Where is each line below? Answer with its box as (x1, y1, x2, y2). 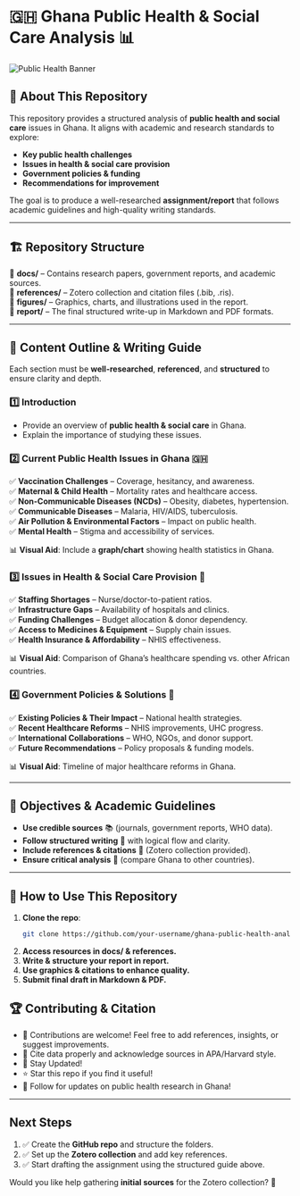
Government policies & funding (21, 168, 141, 179)
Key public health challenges (21, 149, 132, 160)
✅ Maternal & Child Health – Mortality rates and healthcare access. (9, 485, 258, 497)
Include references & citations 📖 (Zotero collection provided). (21, 845, 251, 856)
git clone (21, 930, 60, 939)
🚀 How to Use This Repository (9, 889, 178, 904)
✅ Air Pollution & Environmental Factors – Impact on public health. (9, 515, 257, 526)
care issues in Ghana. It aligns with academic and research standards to (9, 122, 275, 133)
